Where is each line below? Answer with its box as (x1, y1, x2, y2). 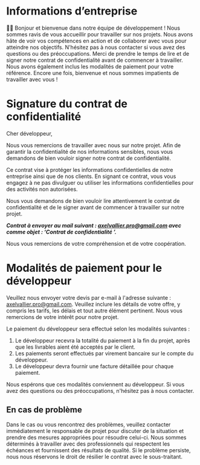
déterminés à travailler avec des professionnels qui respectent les (6, 440, 170, 447)
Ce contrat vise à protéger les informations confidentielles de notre (6, 166, 173, 173)
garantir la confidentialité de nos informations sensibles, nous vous (6, 148, 173, 155)
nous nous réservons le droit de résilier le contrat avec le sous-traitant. (6, 453, 183, 460)
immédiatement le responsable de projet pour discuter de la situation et (6, 427, 184, 434)
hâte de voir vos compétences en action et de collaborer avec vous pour (6, 37, 187, 44)
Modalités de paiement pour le (6, 262, 162, 275)
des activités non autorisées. (6, 185, 78, 193)
